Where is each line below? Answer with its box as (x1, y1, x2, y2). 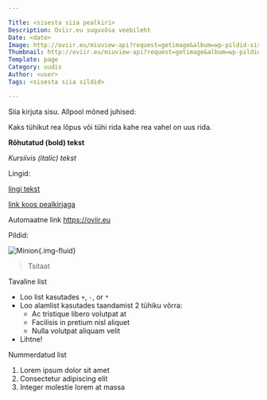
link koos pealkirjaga (8, 199, 75, 209)
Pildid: (8, 230, 29, 240)
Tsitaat (27, 261, 50, 271)
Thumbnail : (8, 49, 44, 57)
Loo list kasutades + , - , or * (19, 292, 109, 301)
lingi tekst (8, 184, 41, 194)
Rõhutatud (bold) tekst (8, 137, 85, 147)
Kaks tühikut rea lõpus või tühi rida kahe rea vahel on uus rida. (8, 122, 212, 131)
